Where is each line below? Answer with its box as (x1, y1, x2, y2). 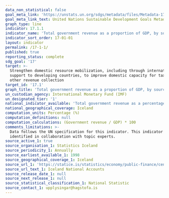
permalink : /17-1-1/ (5, 45, 49, 50)
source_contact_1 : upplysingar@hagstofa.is (5, 185, 98, 190)
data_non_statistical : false (5, 7, 66, 13)
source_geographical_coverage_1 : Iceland (5, 157, 94, 162)
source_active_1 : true (5, 139, 53, 144)
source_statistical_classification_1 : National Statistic (5, 181, 129, 186)
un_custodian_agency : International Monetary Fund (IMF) (5, 92, 127, 97)
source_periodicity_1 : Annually (5, 148, 73, 153)
